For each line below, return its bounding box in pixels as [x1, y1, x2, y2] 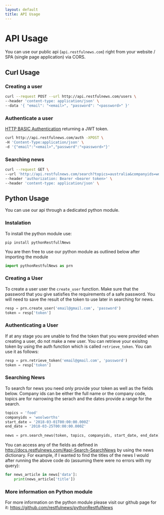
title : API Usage [5, 12, 41, 17]
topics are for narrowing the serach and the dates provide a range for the [5, 396, 152, 402]
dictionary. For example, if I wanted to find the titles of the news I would [5, 452, 149, 458]
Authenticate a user [5, 114, 53, 121]
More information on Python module [5, 488, 93, 495]
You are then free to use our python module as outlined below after [5, 248, 140, 254]
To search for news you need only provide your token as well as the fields [5, 385, 153, 391]
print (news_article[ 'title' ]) [14, 476, 76, 482]
